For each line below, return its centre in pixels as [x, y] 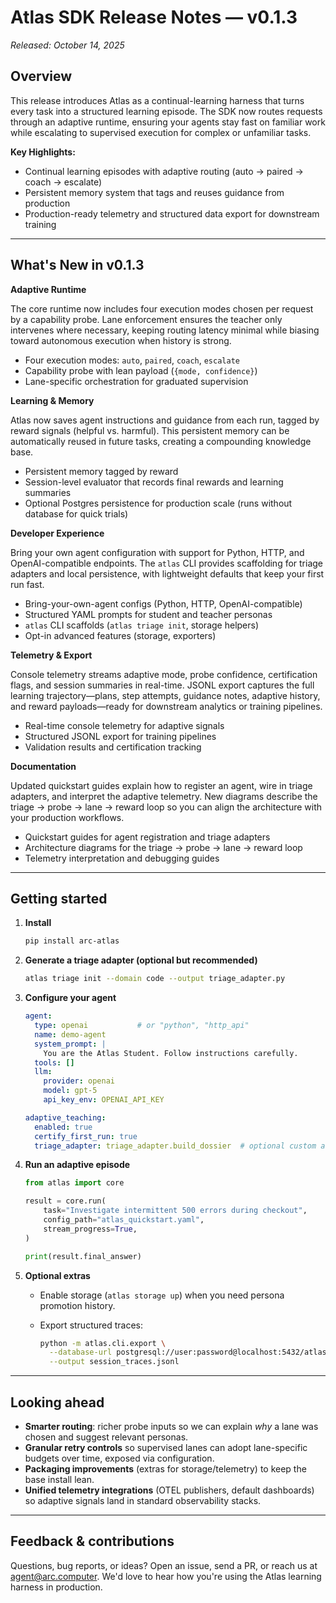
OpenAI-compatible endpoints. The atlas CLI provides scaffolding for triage [167, 563]
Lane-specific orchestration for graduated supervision [136, 381]
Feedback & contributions [92, 1541]
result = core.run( [65, 1201]
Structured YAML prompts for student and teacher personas [148, 614]
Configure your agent [70, 998]
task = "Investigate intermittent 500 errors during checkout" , [175, 1211]
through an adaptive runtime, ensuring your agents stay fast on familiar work [168, 122]
